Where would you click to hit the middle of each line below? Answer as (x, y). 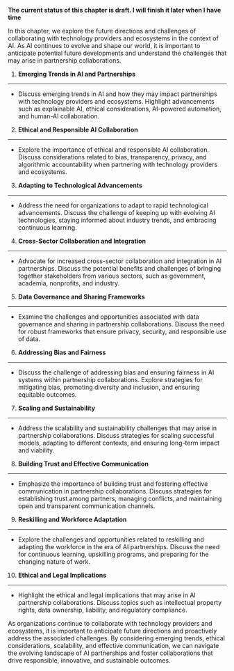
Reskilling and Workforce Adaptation (72, 519)
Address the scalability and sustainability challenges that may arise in (117, 428)
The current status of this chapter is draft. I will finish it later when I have (115, 10)
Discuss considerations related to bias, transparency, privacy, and (112, 157)
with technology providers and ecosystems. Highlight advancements (116, 101)
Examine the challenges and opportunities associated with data (109, 317)
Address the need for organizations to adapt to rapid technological (113, 205)
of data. (29, 339)
